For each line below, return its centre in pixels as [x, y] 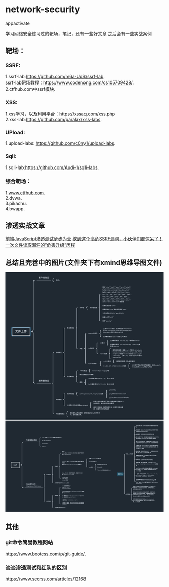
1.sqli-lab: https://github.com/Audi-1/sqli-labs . [52, 167]
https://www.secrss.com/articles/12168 [46, 579]
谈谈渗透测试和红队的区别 [36, 568]
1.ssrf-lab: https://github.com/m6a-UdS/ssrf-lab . [55, 76]
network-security [43, 9]
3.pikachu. [16, 203]
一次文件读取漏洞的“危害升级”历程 [40, 245]
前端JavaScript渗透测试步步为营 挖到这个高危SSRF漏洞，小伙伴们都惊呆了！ [84, 239]
